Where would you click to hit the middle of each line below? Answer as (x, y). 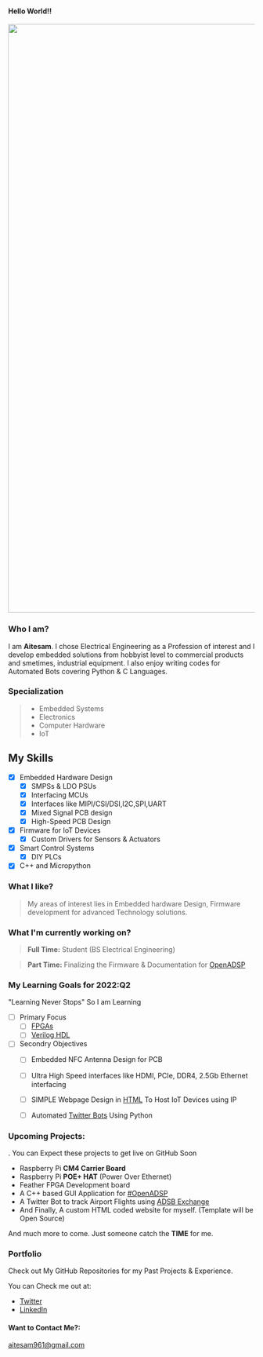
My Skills (31, 759)
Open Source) (42, 1218)
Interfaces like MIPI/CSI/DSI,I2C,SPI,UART (99, 804)
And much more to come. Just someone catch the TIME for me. (111, 1233)
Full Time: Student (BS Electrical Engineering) (101, 949)
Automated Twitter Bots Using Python (92, 1115)
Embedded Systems (71, 708)
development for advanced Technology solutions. (107, 912)
